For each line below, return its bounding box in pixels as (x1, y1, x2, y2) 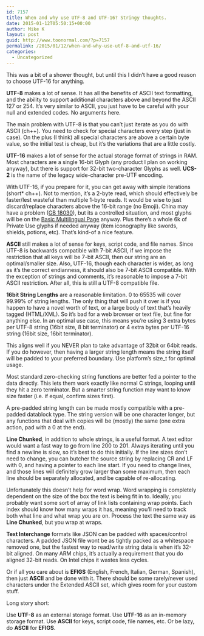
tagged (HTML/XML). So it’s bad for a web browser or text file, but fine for (6, 310, 192, 318)
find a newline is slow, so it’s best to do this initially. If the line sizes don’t (6, 448, 188, 456)
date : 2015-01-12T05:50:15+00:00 (6, 20, 91, 26)
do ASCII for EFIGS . (6, 624, 56, 631)
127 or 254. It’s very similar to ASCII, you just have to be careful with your (6, 102, 189, 110)
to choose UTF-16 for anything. (6, 77, 85, 85)
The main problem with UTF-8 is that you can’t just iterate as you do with (6, 120, 189, 128)
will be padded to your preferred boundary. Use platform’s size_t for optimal (6, 354, 196, 362)
